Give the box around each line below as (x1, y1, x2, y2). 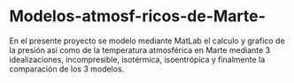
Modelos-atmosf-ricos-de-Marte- (9, 6, 266, 26)
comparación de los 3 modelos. (9, 64, 125, 74)
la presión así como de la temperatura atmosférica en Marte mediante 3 (9, 44, 271, 55)
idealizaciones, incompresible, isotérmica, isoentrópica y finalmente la (9, 54, 266, 64)
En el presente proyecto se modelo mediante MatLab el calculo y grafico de (9, 35, 285, 46)
